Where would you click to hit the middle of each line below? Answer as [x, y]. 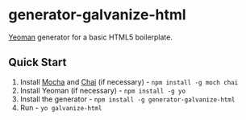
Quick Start [38, 62]
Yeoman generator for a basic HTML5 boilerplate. [91, 37]
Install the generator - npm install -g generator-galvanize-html [127, 99]
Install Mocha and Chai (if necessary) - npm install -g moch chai [129, 81]
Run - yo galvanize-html [61, 107]
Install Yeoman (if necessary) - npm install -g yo [103, 90]
